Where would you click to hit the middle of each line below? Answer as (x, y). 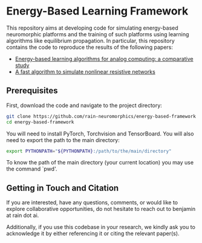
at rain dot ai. (23, 215)
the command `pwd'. (32, 169)
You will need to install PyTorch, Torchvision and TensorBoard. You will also (100, 134)
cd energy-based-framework (40, 122)
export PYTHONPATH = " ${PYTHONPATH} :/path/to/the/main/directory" (89, 151)
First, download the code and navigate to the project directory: (84, 105)
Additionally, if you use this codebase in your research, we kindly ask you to (101, 227)
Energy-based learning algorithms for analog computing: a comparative (104, 59)
